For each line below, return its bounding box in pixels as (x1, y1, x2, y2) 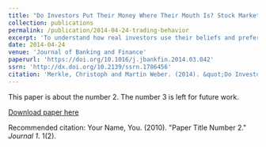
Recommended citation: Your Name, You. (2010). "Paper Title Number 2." (8, 122, 247, 132)
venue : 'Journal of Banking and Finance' (8, 48, 147, 56)
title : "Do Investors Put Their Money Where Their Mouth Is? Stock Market (8, 11, 260, 20)
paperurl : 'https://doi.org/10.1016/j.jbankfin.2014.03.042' (8, 56, 215, 64)
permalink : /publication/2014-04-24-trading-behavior (8, 26, 190, 34)
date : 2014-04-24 (8, 41, 66, 49)
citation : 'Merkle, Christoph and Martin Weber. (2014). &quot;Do (8, 70, 232, 78)
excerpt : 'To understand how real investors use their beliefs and (8, 33, 236, 42)
